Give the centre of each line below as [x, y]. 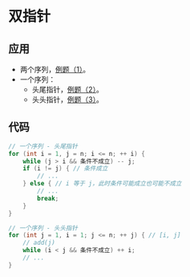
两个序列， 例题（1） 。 [55, 69]
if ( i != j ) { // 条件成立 [65, 169]
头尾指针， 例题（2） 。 [68, 90]
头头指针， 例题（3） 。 [68, 100]
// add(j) [39, 243]
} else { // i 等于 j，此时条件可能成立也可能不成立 [102, 184]
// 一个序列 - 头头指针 [43, 228]
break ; [48, 198]
